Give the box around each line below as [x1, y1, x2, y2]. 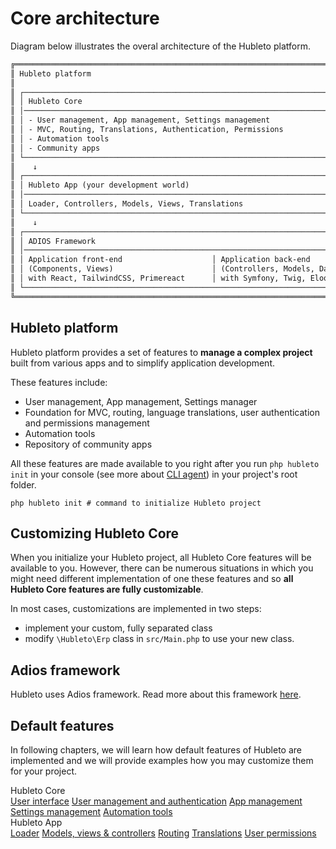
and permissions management [24, 417, 150, 429]
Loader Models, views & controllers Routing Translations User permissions [10, 827, 317, 839]
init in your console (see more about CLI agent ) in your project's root [10, 468, 298, 480]
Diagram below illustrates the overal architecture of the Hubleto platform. [10, 40, 311, 52]
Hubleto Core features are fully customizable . [10, 583, 204, 596]
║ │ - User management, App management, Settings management [10, 115, 271, 126]
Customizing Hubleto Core [10, 525, 180, 542]
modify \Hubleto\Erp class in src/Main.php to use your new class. [24, 633, 295, 645]
